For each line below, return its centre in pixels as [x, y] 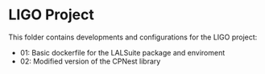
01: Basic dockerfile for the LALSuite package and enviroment [122, 52]
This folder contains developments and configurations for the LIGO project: [133, 37]
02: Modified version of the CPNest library [90, 61]
